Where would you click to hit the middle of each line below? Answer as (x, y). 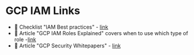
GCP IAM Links (43, 11)
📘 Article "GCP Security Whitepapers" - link (67, 46)
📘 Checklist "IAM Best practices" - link (61, 27)
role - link (25, 39)
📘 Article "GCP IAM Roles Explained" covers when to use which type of (101, 33)
